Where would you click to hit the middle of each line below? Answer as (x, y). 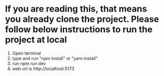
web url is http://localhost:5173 (43, 68)
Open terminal (26, 53)
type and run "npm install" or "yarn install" (55, 58)
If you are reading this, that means (76, 9)
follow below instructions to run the (79, 30)
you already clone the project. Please (82, 19)
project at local (36, 40)
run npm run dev (29, 63)
